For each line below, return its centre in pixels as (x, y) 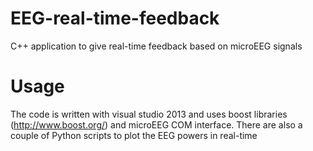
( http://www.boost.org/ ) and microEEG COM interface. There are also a (156, 124)
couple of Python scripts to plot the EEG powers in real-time (134, 135)
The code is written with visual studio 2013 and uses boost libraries (149, 114)
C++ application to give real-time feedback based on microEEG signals (156, 46)
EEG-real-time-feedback (115, 18)
